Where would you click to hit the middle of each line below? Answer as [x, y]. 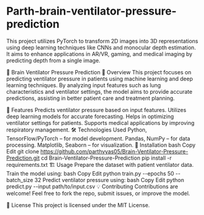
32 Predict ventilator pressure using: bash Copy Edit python [109, 180]
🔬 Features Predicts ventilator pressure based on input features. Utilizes [97, 110]
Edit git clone [23, 151]
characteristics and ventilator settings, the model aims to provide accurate [100, 91]
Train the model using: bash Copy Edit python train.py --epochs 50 [90, 173]
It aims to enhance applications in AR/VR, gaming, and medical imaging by [100, 54]
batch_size [20, 180]
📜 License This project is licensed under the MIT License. [78, 205]
